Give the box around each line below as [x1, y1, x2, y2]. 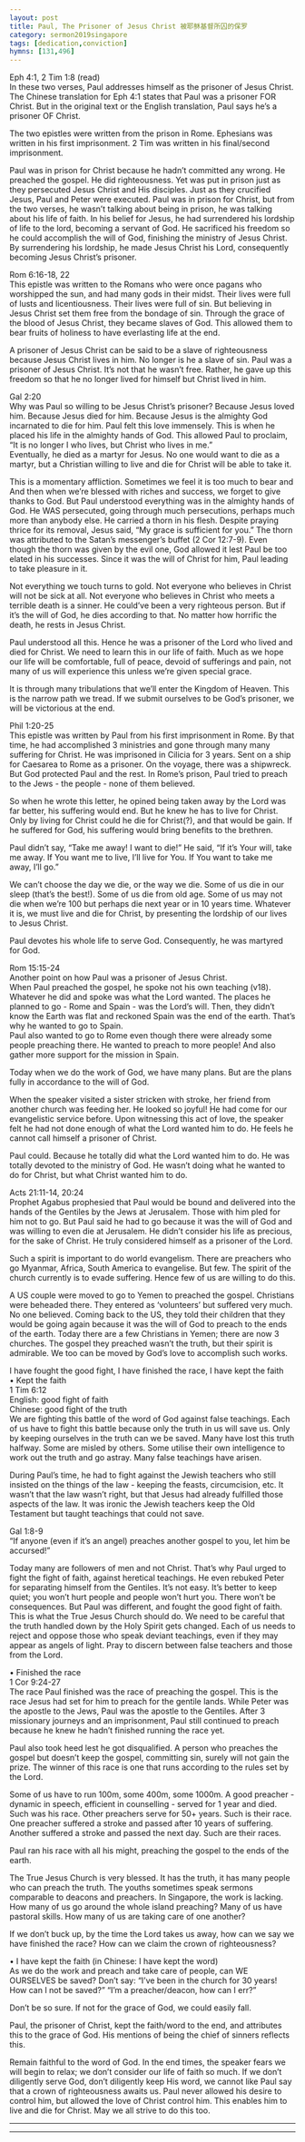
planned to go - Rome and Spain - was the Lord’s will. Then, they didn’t [9, 1001, 275, 1012]
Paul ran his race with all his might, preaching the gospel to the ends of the [9, 1845, 290, 1856]
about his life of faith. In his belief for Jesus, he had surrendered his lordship [9, 213, 295, 224]
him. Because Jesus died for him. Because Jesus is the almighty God [9, 410, 268, 422]
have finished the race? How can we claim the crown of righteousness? [9, 1939, 277, 1950]
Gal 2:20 [9, 391, 42, 402]
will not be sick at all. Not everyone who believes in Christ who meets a [9, 591, 275, 602]
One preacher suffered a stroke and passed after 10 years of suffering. [9, 1818, 274, 1829]
